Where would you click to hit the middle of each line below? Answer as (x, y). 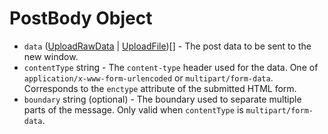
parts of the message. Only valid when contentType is (133, 109)
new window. (51, 56)
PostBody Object (81, 18)
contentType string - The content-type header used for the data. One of (171, 67)
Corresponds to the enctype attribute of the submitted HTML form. (160, 88)
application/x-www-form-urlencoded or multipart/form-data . (148, 78)
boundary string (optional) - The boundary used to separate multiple (162, 99)
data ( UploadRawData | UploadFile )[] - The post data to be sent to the (167, 46)
